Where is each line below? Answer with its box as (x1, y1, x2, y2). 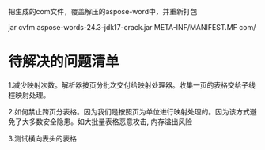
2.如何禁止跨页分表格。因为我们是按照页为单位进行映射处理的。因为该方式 (8, 107, 251, 116)
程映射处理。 (8, 90, 50, 99)
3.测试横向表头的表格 (8, 133, 78, 143)
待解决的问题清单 (8, 53, 120, 71)
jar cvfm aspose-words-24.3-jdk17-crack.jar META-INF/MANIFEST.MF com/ (8, 23, 256, 32)
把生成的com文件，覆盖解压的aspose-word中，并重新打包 (8, 7, 198, 16)
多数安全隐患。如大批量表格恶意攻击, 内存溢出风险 (28, 117, 192, 126)
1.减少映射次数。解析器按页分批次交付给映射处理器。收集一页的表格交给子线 (8, 80, 256, 89)
